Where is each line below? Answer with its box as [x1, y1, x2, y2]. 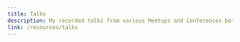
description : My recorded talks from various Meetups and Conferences [7, 17, 222, 24]
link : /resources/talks [7, 23, 79, 31]
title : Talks [7, 10, 46, 18]
